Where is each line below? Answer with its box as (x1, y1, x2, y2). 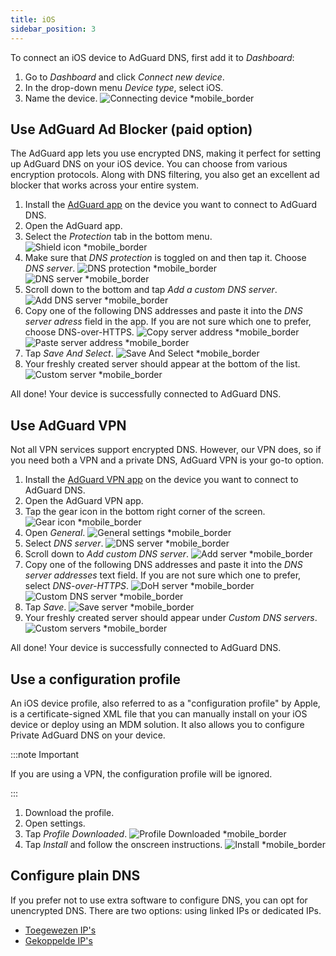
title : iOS (10, 14, 56, 25)
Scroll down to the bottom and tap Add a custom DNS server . (24, 284, 278, 296)
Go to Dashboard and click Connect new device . (24, 71, 225, 83)
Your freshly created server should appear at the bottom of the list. (24, 358, 301, 370)
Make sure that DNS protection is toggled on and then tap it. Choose (24, 252, 307, 264)
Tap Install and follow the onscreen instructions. (24, 838, 223, 850)
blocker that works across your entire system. (10, 179, 200, 191)
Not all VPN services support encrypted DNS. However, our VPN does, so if (10, 444, 322, 456)
